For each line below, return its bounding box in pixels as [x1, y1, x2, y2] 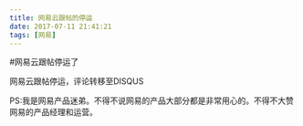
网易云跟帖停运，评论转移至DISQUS [9, 76, 144, 87]
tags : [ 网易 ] [9, 30, 57, 39]
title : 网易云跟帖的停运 [9, 13, 93, 23]
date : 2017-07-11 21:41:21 [9, 22, 112, 31]
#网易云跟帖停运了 [9, 57, 79, 68]
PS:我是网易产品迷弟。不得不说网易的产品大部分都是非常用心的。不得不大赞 [9, 95, 294, 106]
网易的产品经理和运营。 [9, 107, 98, 118]
